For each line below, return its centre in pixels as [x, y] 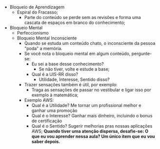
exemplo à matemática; [55, 95]
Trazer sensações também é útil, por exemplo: [71, 84]
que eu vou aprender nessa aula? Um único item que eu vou [93, 136]
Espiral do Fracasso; [38, 12]
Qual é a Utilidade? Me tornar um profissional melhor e [86, 105]
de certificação [47, 121]
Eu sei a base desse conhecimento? [68, 64]
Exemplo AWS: [39, 100]
